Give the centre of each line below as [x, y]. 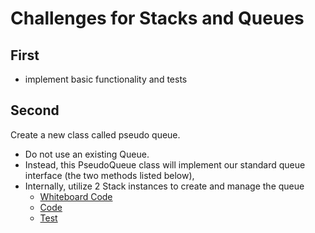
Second [35, 110]
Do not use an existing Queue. [87, 154]
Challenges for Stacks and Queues [157, 18]
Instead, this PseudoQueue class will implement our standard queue [165, 164]
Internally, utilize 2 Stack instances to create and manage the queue [164, 186]
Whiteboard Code [76, 196]
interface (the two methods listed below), [109, 175]
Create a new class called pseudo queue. [95, 134]
